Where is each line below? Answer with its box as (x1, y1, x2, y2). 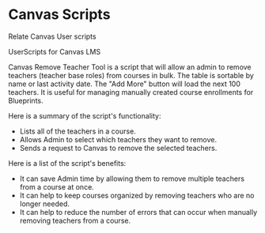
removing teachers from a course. (19, 216, 131, 225)
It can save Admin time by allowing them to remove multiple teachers (19, 174, 245, 183)
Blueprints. (8, 96, 44, 105)
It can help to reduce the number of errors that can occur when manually (19, 207, 258, 216)
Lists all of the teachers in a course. (19, 126, 136, 136)
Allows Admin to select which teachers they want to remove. (19, 134, 218, 144)
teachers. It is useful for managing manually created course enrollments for (8, 87, 254, 96)
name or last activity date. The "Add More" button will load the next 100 (8, 79, 241, 88)
